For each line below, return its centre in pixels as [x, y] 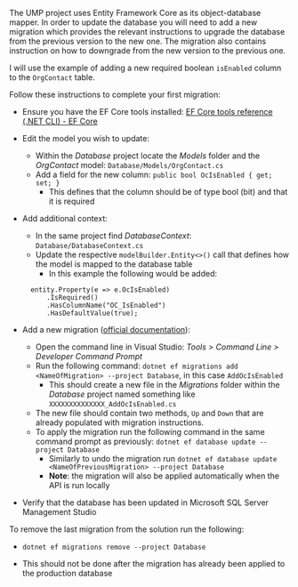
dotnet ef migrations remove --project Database [114, 547]
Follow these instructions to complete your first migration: [115, 94]
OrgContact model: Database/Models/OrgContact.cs [129, 165]
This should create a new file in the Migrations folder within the [164, 385]
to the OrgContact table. [52, 77]
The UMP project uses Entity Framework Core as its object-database [135, 13]
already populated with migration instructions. [120, 422]
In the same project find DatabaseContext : [113, 236]
